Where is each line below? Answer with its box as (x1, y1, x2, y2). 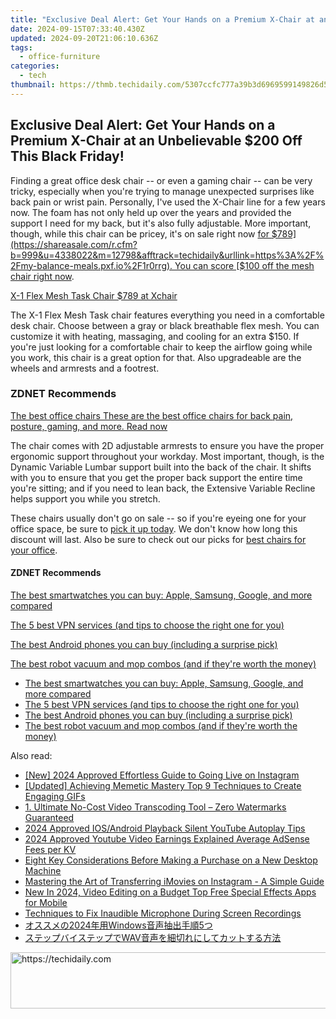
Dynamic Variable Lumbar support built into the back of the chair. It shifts (10, 461, 312, 473)
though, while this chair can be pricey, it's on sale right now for (10, 227, 270, 240)
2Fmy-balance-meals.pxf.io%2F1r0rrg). (10, 259, 173, 271)
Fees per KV (24, 844, 77, 856)
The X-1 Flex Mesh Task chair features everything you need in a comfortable (10, 309, 325, 321)
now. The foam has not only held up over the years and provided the (10, 206, 292, 218)
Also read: (10, 750, 53, 762)
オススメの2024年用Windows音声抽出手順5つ (24, 919, 213, 931)
